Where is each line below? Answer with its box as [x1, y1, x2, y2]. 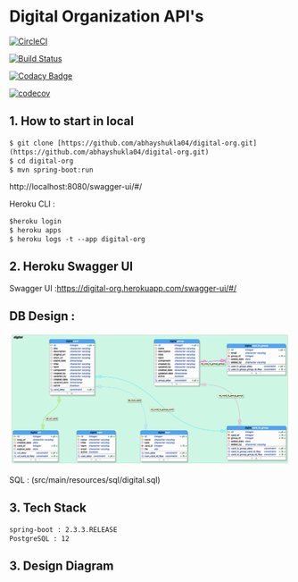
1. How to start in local [9, 114, 134, 129]
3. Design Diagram [9, 559, 114, 574]
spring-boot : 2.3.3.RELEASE [9, 525, 118, 534]
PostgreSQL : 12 [9, 534, 70, 543]
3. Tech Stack [9, 501, 87, 516]
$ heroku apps [9, 225, 62, 234]
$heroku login [9, 216, 62, 225]
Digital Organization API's [9, 6, 204, 27]
